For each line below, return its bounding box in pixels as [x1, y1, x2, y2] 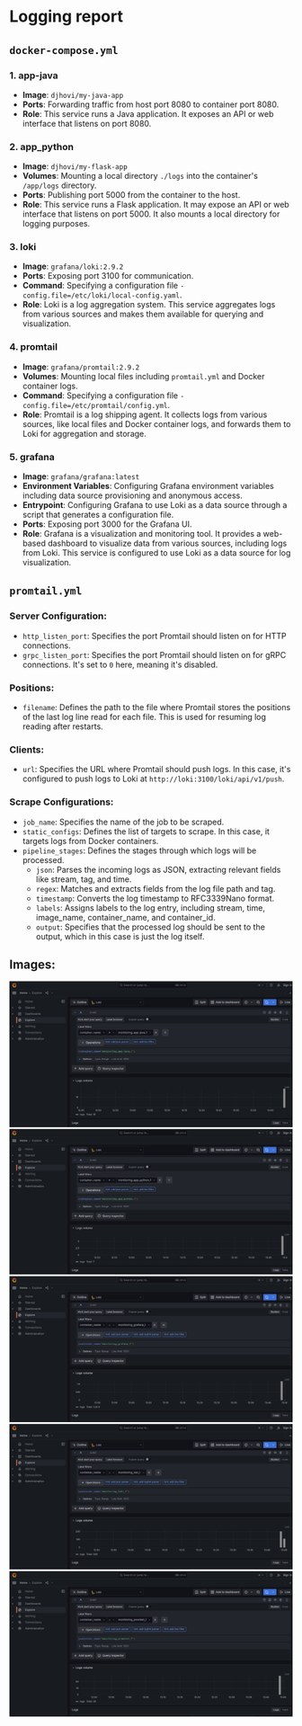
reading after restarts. [22, 721, 103, 732]
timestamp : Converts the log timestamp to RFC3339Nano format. [35, 893, 275, 903]
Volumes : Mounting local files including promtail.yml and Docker [22, 370, 265, 381]
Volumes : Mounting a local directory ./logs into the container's [22, 171, 259, 182]
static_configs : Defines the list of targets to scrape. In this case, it [22, 825, 270, 837]
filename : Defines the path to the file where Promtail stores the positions [22, 702, 291, 713]
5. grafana [9, 450, 56, 463]
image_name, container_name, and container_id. [35, 912, 216, 922]
